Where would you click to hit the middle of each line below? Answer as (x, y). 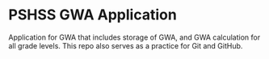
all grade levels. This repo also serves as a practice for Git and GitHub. (126, 45)
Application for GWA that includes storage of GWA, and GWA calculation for (134, 37)
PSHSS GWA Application (93, 15)
